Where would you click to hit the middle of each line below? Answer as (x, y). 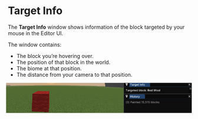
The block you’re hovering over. (55, 56)
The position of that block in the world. (63, 62)
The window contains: (35, 45)
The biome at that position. (49, 68)
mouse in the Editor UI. (36, 33)
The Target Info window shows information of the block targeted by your (96, 27)
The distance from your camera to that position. (74, 74)
